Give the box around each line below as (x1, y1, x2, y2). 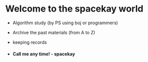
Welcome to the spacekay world (5, 3, 143, 15)
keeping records (12, 39, 47, 45)
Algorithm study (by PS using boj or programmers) (12, 20, 118, 26)
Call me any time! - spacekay (12, 51, 75, 57)
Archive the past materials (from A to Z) (12, 29, 95, 35)
